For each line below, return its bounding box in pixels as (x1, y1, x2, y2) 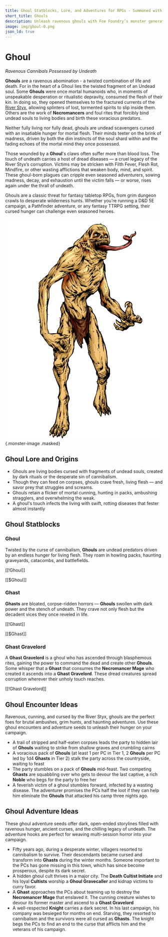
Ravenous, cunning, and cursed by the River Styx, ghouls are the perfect (5, 713, 155, 720)
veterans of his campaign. (12, 926, 66, 932)
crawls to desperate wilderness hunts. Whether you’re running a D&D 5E (5, 198, 154, 204)
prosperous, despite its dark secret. (12, 867, 86, 873)
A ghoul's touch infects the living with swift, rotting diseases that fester (12, 500, 159, 506)
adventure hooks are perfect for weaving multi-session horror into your (5, 831, 152, 837)
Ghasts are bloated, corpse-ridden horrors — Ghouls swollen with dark (5, 600, 152, 607)
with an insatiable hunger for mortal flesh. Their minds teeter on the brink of (5, 130, 161, 137)
